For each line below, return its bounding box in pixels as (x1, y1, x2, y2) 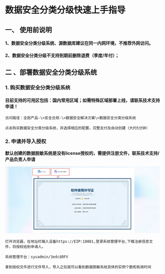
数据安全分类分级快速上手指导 (5, 4, 126, 16)
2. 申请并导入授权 (5, 138, 47, 145)
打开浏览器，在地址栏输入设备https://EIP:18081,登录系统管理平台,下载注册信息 (5, 239, 149, 244)
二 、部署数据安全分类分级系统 (5, 68, 97, 77)
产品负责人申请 (5, 156, 35, 162)
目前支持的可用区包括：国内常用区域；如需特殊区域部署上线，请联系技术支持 (5, 97, 160, 103)
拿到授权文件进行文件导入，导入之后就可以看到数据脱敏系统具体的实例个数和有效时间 (5, 265, 151, 270)
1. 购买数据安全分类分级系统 (5, 84, 71, 91)
